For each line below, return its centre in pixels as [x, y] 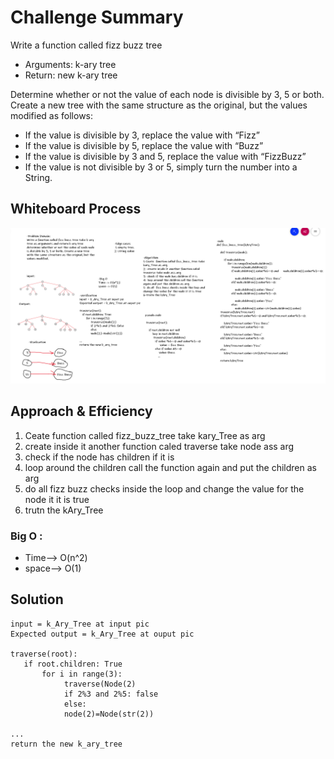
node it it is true [57, 499]
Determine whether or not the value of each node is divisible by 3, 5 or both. [167, 94]
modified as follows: [52, 115]
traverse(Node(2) [100, 684]
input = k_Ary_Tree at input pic [80, 624]
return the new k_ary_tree [66, 744]
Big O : [26, 536]
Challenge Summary [97, 17]
